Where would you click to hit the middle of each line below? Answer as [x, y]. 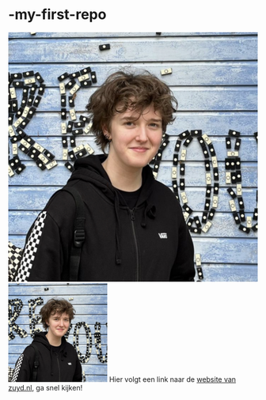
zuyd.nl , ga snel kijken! [46, 388]
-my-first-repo [57, 15]
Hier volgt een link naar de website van [172, 379]
